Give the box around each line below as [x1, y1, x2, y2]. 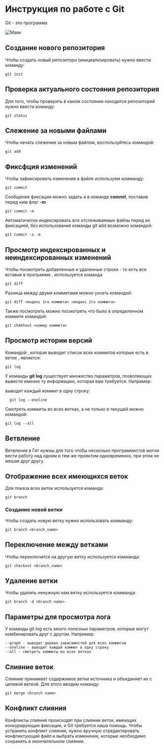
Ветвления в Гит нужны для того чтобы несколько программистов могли [5, 447, 159, 453]
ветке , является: [5, 354, 41, 360]
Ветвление [5, 434, 40, 443]
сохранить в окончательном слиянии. [5, 738, 85, 744]
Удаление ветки [5, 576, 58, 585]
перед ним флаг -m [5, 199, 46, 205]
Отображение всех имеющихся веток [5, 472, 128, 481]
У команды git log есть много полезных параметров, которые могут [5, 626, 149, 632]
